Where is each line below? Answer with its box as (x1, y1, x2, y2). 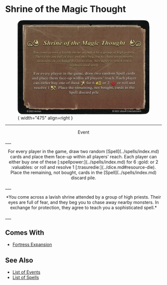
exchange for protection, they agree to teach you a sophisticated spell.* (9, 205, 158, 211)
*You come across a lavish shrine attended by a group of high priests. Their (5, 194, 162, 200)
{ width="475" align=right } (17, 115, 73, 121)
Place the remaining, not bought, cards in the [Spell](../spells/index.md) (10, 169, 157, 175)
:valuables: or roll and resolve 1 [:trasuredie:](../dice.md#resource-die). (11, 164, 156, 170)
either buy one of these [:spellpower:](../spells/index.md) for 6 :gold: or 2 (8, 159, 159, 165)
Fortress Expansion (12, 242, 52, 248)
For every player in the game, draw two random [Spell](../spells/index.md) (7, 148, 160, 154)
